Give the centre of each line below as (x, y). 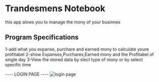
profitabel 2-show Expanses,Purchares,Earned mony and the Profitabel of (79, 54)
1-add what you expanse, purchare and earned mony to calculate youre (77, 49)
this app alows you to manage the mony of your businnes (63, 22)
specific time (18, 64)
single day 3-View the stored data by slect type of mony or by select (74, 60)
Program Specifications (42, 37)
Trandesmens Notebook (55, 9)
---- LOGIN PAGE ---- (27, 74)
